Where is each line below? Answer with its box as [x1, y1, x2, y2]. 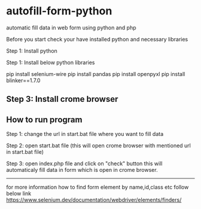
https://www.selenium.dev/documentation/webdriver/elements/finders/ [6, 196, 182, 204]
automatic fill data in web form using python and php [6, 24, 136, 31]
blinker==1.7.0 [6, 77, 41, 84]
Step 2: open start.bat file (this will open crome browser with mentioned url [6, 142, 191, 149]
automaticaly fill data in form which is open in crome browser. [6, 166, 158, 174]
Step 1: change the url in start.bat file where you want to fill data [6, 131, 164, 138]
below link [6, 190, 32, 197]
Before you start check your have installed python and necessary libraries [6, 35, 188, 43]
